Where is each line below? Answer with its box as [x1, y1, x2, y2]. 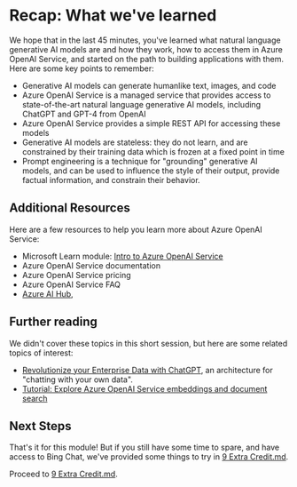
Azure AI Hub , [21, 288, 74, 299]
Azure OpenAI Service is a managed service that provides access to [21, 90, 271, 100]
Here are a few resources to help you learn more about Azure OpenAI [9, 224, 263, 235]
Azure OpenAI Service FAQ [21, 279, 121, 290]
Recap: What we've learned [9, 5, 217, 26]
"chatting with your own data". [21, 374, 133, 385]
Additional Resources [9, 201, 130, 216]
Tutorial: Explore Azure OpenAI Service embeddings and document [21, 383, 268, 394]
